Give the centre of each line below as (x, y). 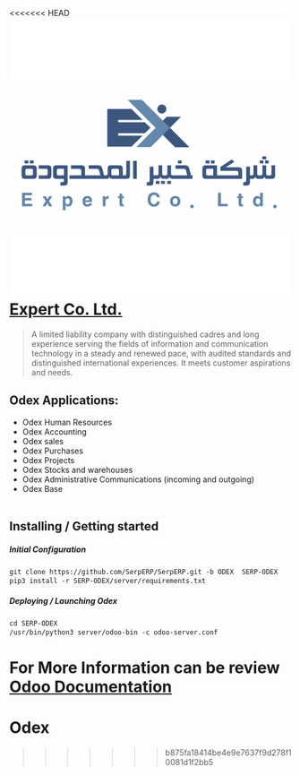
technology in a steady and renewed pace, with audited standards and (161, 353)
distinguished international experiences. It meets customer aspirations (161, 363)
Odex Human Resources (67, 422)
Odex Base (43, 488)
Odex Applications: (64, 401)
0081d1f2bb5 (189, 762)
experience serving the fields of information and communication (150, 343)
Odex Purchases (52, 451)
